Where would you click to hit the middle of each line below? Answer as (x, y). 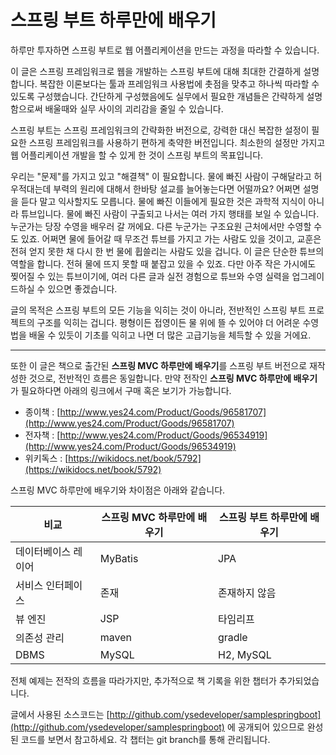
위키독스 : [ (46, 458)
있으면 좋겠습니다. (82, 288)
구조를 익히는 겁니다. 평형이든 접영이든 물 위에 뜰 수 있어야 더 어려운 (168, 322)
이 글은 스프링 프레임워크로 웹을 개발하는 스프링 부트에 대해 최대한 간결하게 (156, 71)
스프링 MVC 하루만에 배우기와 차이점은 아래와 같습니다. (118, 490)
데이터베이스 (43, 551)
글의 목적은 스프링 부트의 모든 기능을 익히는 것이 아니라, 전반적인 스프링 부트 (158, 310)
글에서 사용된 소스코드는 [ (60, 714)
